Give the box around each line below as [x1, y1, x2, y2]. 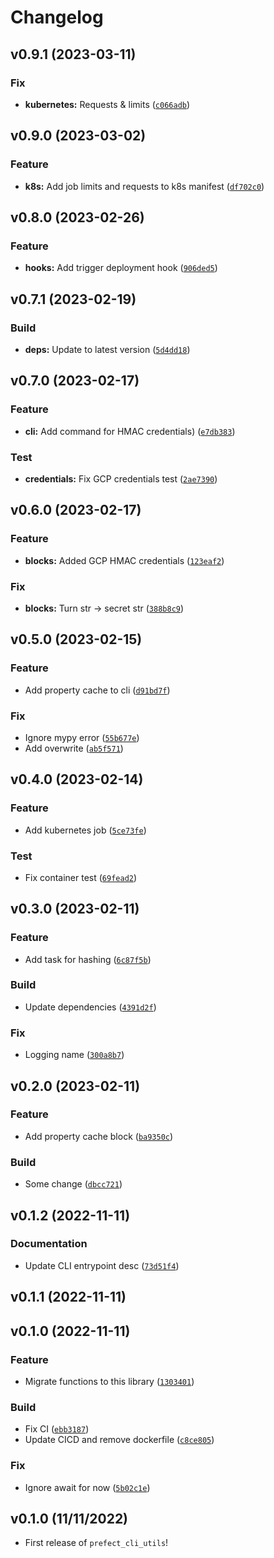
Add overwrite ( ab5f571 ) [24, 742, 124, 754]
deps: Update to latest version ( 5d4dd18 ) [24, 343, 191, 355]
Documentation [10, 1237, 88, 1251]
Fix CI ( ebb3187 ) [24, 1423, 90, 1435]
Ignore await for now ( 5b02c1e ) [24, 1481, 151, 1493]
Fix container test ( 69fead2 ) [24, 871, 138, 883]
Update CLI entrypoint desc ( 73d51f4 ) [24, 1259, 180, 1271]
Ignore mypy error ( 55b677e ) [24, 731, 140, 743]
